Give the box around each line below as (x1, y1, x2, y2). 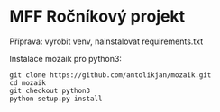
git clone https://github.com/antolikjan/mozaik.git (9, 70, 212, 80)
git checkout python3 (9, 86, 91, 95)
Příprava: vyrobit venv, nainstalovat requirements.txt (9, 36, 204, 47)
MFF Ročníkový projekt (9, 6, 186, 27)
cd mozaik (9, 78, 47, 87)
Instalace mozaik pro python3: (9, 53, 122, 64)
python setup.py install (9, 94, 103, 103)
